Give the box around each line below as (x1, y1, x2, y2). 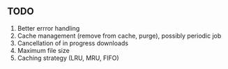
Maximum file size (17, 46, 70, 54)
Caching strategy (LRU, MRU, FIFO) (17, 54, 120, 62)
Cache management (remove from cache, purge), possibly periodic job (17, 31, 222, 40)
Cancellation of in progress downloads (17, 38, 129, 47)
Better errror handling (17, 24, 80, 32)
